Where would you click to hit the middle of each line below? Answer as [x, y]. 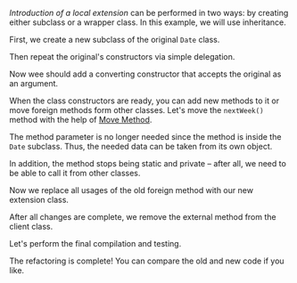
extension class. [39, 200]
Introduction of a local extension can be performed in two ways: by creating [149, 13]
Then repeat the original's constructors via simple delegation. [122, 57]
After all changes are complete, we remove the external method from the [143, 217]
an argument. [34, 83]
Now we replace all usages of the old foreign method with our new [132, 190]
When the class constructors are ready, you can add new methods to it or [144, 101]
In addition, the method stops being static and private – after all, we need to [148, 163]
